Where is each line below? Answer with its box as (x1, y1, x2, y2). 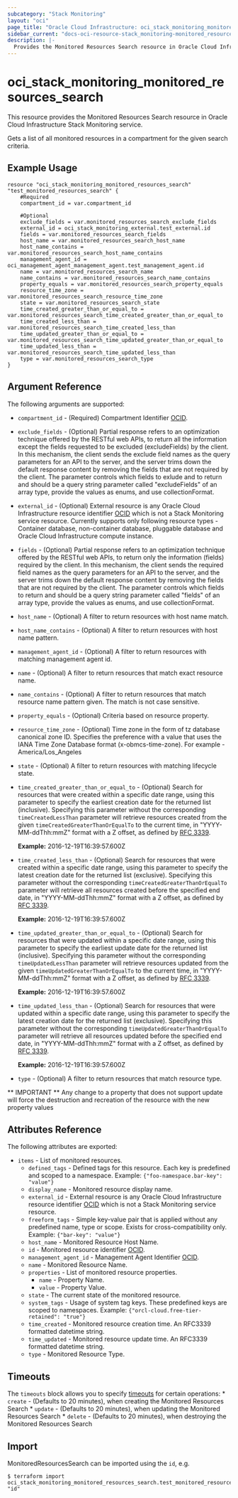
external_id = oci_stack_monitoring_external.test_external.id (20, 225, 211, 232)
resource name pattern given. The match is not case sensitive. (17, 697, 200, 706)
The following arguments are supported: (7, 400, 125, 408)
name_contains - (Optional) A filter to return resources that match (17, 690, 207, 698)
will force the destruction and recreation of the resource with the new (7, 1096, 210, 1104)
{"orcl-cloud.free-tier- (128, 1307, 202, 1315)
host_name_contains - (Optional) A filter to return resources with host (17, 626, 218, 634)
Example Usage (7, 162, 78, 174)
